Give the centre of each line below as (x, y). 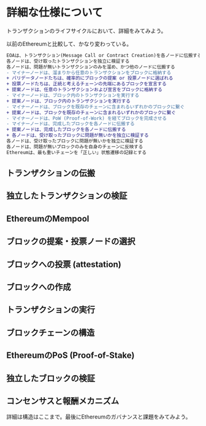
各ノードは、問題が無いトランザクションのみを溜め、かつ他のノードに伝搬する (91, 67)
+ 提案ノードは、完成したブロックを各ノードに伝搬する (66, 130)
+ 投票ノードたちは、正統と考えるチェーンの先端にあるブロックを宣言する (86, 84)
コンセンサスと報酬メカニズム (63, 401)
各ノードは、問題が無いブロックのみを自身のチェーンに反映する (75, 147)
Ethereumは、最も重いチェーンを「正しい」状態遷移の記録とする (77, 152)
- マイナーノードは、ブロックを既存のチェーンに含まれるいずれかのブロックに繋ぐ (96, 107)
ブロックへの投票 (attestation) (64, 264)
